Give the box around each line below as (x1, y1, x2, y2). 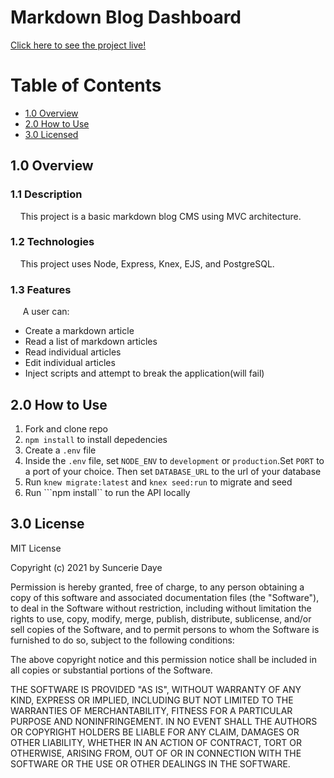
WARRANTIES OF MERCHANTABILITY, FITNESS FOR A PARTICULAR (10, 704, 293, 716)
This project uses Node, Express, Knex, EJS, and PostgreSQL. (19, 257, 275, 270)
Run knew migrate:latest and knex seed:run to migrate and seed (24, 476, 293, 488)
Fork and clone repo (24, 422, 108, 435)
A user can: (22, 306, 70, 318)
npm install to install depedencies (24, 433, 168, 445)
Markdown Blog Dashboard (10, 6, 242, 29)
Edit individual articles (24, 357, 116, 369)
